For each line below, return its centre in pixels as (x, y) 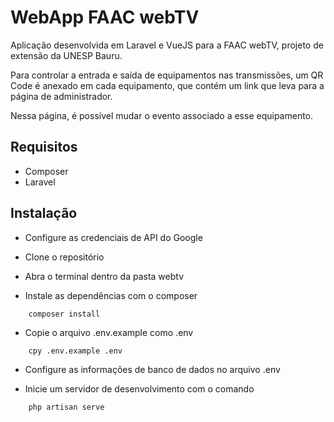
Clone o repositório (64, 257)
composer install (64, 314)
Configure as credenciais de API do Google (113, 237)
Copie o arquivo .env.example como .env (109, 332)
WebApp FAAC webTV (105, 17)
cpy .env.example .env (75, 351)
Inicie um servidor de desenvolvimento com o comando (139, 388)
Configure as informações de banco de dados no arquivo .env (152, 369)
